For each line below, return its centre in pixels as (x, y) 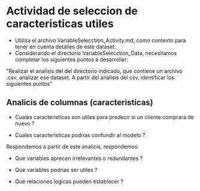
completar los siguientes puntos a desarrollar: (71, 59)
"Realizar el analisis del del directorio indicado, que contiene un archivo (94, 71)
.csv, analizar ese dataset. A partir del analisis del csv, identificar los (90, 77)
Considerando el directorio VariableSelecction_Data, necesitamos (96, 53)
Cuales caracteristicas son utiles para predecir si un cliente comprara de (104, 117)
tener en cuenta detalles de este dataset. (65, 47)
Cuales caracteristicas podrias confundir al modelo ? (80, 135)
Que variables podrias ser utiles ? (56, 169)
